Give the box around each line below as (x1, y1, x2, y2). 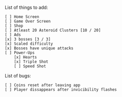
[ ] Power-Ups (5, 50, 35, 55)
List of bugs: (5, 73, 31, 79)
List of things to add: (5, 5, 48, 10)
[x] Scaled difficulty (5, 41, 53, 46)
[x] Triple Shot (14, 59, 49, 64)
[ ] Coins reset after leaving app (5, 83, 81, 88)
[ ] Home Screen (5, 14, 39, 20)
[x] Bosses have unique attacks (5, 46, 74, 51)
